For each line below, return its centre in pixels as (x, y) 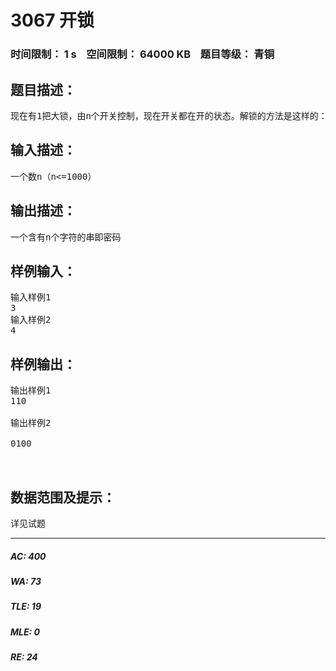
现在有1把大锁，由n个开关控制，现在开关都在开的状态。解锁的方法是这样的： (169, 115)
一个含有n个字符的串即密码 (66, 237)
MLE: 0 (25, 632)
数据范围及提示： (63, 497)
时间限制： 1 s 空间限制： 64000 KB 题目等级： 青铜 (142, 54)
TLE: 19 (26, 607)
